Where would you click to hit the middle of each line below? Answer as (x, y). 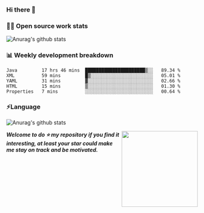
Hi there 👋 (21, 10)
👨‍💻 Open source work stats (47, 25)
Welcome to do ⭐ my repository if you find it (63, 134)
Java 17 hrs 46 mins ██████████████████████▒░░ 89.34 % (93, 70)
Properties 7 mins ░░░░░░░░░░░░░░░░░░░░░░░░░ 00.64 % (93, 91)
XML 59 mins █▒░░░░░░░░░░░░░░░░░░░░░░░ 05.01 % (93, 75)
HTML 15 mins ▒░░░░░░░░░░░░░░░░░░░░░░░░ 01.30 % (93, 86)
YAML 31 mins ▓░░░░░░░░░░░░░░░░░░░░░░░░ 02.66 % (93, 81)
